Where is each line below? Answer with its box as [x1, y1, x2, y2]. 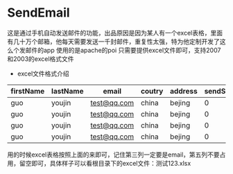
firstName [10, 86, 45, 96]
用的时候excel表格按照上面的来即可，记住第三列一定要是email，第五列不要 [7, 150, 220, 159]
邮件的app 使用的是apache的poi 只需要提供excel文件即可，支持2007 [25, 46, 221, 54]
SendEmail [7, 5, 71, 21]
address [169, 86, 198, 96]
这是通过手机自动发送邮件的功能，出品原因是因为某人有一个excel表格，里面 [7, 28, 223, 37]
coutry [141, 86, 164, 96]
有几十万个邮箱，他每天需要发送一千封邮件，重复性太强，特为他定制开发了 [7, 37, 220, 46]
